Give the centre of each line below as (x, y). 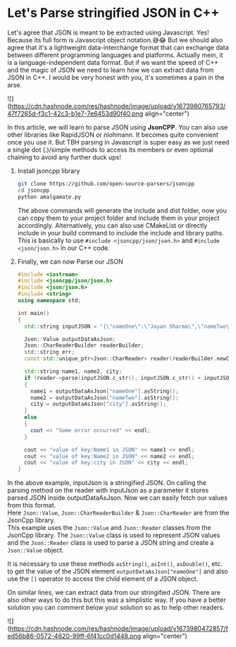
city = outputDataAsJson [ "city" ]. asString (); (99, 404)
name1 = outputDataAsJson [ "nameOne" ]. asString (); (105, 391)
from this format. (32, 505)
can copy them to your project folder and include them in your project (118, 218)
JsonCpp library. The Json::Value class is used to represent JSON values (114, 535)
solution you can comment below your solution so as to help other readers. (116, 608)
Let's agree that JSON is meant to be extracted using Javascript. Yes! (108, 32)
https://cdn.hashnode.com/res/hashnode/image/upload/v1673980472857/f (119, 629)
